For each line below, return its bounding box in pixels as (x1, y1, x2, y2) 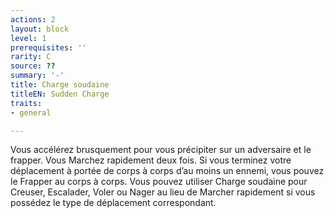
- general (10, 107, 52, 118)
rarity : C (10, 52, 52, 62)
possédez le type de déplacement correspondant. (10, 197, 217, 209)
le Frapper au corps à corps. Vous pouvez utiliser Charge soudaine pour (10, 176, 308, 188)
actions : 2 (10, 14, 56, 25)
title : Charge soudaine (10, 80, 110, 90)
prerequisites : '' (10, 42, 87, 53)
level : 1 (10, 33, 47, 43)
